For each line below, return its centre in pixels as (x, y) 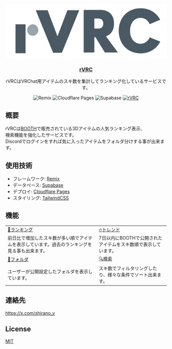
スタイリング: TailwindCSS (41, 198)
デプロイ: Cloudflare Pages (41, 191)
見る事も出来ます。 (27, 250)
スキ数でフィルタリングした (128, 268)
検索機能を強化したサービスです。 (41, 135)
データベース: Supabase (38, 185)
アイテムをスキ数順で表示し (128, 244)
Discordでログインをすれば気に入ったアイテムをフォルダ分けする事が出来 (83, 141)
